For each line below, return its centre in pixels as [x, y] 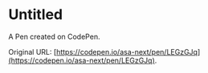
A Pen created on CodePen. [54, 36]
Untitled [36, 15]
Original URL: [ [33, 52]
